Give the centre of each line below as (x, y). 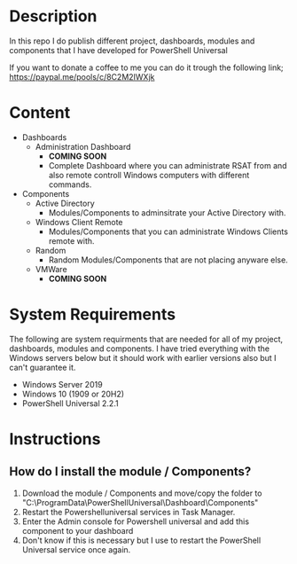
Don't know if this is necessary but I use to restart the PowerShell (141, 540)
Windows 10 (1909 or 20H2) (73, 394)
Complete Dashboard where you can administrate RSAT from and (168, 165)
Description (53, 16)
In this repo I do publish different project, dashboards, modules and (132, 41)
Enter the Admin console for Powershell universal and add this (136, 521)
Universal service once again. (76, 549)
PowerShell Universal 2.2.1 (70, 403)
